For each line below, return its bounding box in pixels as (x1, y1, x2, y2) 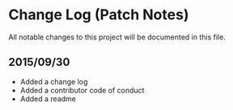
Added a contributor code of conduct (19, 85, 145, 95)
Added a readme (19, 94, 77, 104)
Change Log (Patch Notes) (8, 6, 189, 24)
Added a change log (19, 76, 88, 86)
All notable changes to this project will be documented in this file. (8, 32, 227, 42)
